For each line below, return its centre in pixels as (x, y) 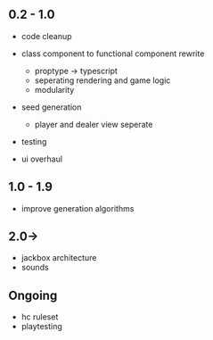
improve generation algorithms (78, 208)
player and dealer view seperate (94, 124)
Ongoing (33, 295)
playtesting (42, 327)
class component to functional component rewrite (113, 54)
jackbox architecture (59, 258)
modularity (54, 89)
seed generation (51, 107)
